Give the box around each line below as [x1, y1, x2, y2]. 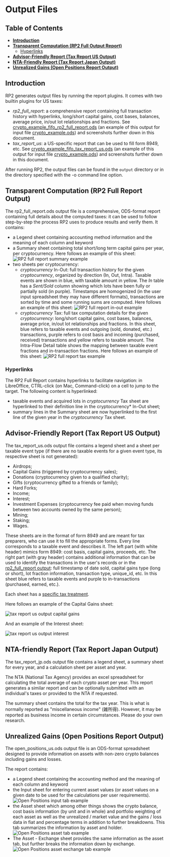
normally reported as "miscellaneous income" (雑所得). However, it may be [5, 706, 161, 712]
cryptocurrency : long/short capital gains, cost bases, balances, [20, 315, 153, 321]
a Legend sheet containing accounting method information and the [12, 234, 153, 240]
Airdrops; [12, 463, 32, 469]
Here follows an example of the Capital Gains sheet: [5, 601, 114, 607]
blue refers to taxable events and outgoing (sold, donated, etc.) [20, 326, 152, 332]
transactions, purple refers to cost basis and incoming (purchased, [20, 331, 160, 337]
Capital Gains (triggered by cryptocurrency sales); [12, 468, 118, 474]
